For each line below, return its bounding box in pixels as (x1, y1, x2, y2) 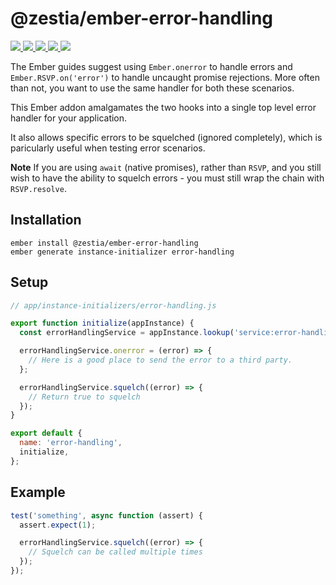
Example (10, 484, 66, 501)
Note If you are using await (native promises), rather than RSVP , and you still (10, 161, 322, 173)
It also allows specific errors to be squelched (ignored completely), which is (10, 131, 323, 143)
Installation (10, 212, 82, 229)
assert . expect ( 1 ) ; (19, 520, 97, 530)
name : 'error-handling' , (19, 438, 123, 448)
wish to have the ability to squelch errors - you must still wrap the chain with (10, 172, 325, 184)
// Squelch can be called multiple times (28, 547, 203, 557)
